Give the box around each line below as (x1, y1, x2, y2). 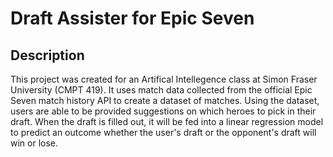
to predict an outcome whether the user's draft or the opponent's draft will (10, 127, 317, 138)
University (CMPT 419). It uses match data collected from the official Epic (10, 84, 313, 96)
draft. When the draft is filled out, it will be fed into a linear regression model (10, 116, 324, 127)
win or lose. (10, 137, 59, 149)
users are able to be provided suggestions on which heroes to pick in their (10, 105, 317, 117)
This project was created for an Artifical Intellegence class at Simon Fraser (10, 73, 318, 85)
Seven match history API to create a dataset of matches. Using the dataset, (10, 95, 320, 106)
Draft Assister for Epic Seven (10, 7, 255, 30)
